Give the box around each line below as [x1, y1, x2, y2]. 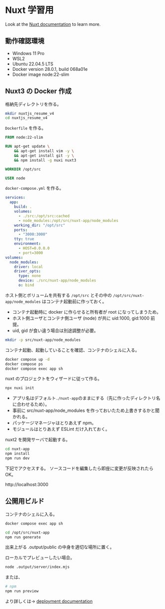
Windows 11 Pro [12, 50, 45, 56]
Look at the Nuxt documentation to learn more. [5, 21, 101, 27]
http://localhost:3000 [5, 481, 49, 487]
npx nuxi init [5, 386, 35, 390]
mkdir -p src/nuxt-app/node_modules [5, 337, 81, 342]
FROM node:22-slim [5, 135, 43, 140]
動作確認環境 [5, 37, 45, 45]
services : [5, 195, 26, 200]
